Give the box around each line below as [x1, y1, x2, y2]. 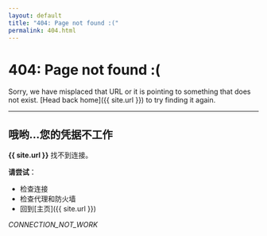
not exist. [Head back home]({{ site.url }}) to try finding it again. [8, 95, 216, 105]
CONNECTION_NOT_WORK [8, 220, 98, 230]
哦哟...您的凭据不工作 [8, 128, 114, 141]
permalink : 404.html [8, 26, 77, 34]
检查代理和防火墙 [19, 194, 76, 203]
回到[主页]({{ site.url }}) [19, 204, 97, 214]
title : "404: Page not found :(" [8, 19, 119, 27]
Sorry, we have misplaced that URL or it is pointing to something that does [8, 87, 251, 96]
